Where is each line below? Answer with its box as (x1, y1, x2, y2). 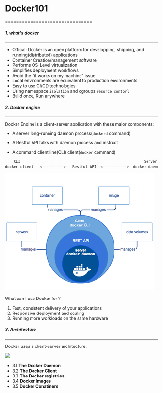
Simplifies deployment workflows (12, 67, 79, 73)
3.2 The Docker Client (12, 368, 57, 374)
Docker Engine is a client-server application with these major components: (5, 121, 154, 126)
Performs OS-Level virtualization (12, 62, 78, 68)
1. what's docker (5, 30, 39, 36)
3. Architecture (5, 327, 36, 332)
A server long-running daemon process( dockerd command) (12, 130, 131, 136)
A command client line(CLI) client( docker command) (12, 149, 116, 155)
